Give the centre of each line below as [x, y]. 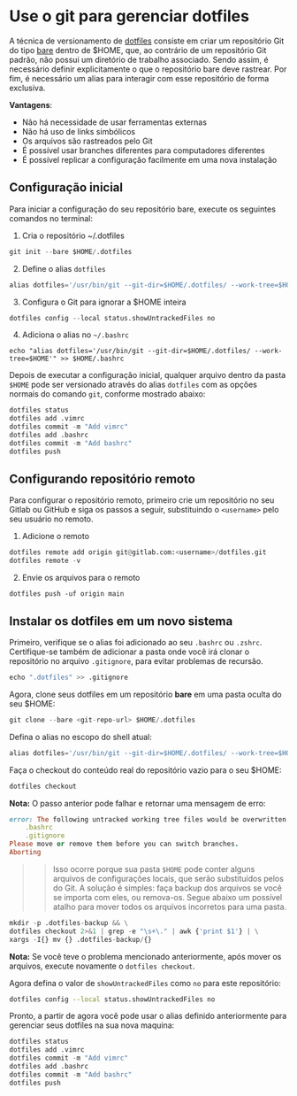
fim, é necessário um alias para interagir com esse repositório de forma [139, 78]
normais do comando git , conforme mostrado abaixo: [107, 394]
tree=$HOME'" [33, 359]
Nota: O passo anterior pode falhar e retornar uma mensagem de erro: [137, 803]
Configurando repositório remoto [103, 479]
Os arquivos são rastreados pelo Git [87, 141]
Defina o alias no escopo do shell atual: [80, 737]
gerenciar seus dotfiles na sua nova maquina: [92, 1025]
